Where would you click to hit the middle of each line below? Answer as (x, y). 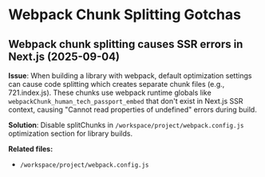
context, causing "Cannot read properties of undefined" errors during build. (132, 110)
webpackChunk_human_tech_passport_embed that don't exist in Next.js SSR (126, 101)
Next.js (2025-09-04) (64, 56)
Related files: (31, 149)
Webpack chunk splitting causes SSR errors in (126, 44)
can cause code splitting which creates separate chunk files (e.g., (117, 84)
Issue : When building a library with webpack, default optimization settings (130, 76)
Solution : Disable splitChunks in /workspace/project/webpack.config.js (126, 125)
